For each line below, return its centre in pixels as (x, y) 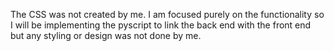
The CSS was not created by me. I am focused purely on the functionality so (167, 14)
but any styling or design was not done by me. (106, 35)
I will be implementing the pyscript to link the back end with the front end (161, 25)
